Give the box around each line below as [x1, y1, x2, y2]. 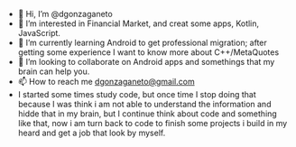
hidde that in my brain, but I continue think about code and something [17, 108, 277, 119]
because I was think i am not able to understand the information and [17, 99, 272, 109]
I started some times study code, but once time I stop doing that [17, 89, 257, 99]
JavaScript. [17, 28, 61, 38]
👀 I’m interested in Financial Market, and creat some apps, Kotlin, [17, 18, 260, 29]
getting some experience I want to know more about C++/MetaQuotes [17, 47, 280, 58]
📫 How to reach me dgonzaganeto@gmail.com [17, 77, 196, 87]
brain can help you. [17, 66, 90, 77]
